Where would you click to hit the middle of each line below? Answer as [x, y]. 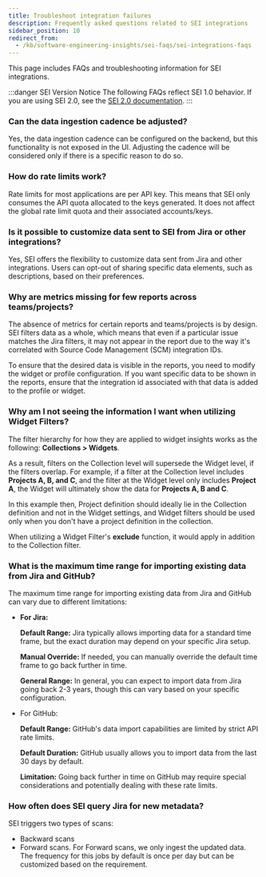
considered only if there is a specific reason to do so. [96, 156]
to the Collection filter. [45, 545]
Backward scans [47, 839]
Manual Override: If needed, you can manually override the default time [139, 656]
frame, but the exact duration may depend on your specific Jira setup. [135, 641]
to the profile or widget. [47, 391]
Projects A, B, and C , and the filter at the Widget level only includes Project [132, 480]
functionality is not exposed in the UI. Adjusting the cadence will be [119, 147]
